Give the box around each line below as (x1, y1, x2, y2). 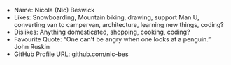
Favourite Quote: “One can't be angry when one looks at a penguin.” (13, 35, 211, 44)
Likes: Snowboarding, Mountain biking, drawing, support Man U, (13, 13, 199, 21)
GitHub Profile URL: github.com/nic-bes (13, 50, 129, 58)
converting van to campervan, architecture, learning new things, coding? (13, 21, 224, 28)
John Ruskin (13, 43, 50, 50)
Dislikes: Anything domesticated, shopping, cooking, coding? (13, 28, 190, 36)
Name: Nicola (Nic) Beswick (13, 6, 95, 14)
